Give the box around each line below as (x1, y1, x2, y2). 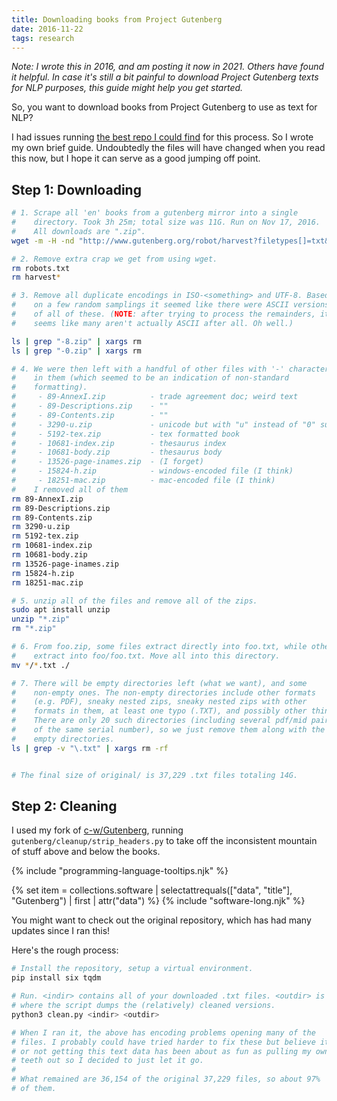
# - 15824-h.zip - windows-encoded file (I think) (11, 466, 294, 476)
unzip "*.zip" (11, 614, 71, 625)
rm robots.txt (11, 263, 71, 273)
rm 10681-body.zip (11, 550, 88, 560)
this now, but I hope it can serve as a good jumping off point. (11, 152, 261, 165)
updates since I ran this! (11, 925, 111, 937)
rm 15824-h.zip (11, 568, 75, 578)
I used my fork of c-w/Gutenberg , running (11, 824, 184, 836)
